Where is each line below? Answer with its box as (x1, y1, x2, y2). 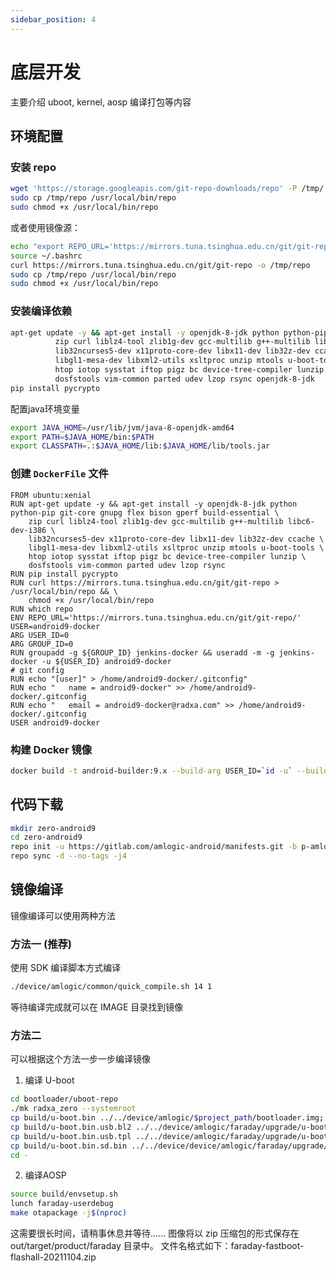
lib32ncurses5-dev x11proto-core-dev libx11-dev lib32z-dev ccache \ (28, 534, 325, 544)
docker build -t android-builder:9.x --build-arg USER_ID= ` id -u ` (10, 766, 293, 776)
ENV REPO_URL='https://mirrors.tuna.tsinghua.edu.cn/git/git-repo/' (10, 612, 302, 623)
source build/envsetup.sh (10, 1189, 118, 1200)
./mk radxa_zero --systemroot (10, 1104, 137, 1114)
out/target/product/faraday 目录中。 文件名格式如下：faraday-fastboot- (10, 1240, 305, 1252)
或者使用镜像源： (10, 221, 81, 233)
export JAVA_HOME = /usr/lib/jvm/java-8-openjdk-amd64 (10, 422, 235, 433)
